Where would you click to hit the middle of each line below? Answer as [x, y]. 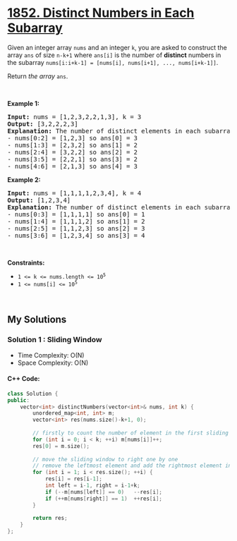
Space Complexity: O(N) [53, 363]
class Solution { [33, 394]
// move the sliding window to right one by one [105, 459]
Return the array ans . [38, 76]
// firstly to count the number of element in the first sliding [131, 433]
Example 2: [24, 180]
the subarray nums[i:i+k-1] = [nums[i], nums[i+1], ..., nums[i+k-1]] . [113, 62]
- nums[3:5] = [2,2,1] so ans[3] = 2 [73, 159]
